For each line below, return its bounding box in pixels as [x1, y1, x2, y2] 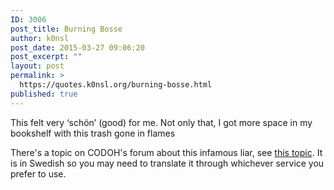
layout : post [10, 61, 65, 71]
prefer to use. [10, 167, 67, 180]
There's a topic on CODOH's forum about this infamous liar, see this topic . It [10, 146, 323, 158]
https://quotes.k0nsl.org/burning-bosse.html [19, 80, 213, 90]
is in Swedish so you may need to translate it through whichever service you [10, 157, 325, 169]
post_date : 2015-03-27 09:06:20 [10, 42, 145, 53]
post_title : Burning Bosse [10, 24, 123, 34]
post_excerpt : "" [10, 52, 83, 62]
